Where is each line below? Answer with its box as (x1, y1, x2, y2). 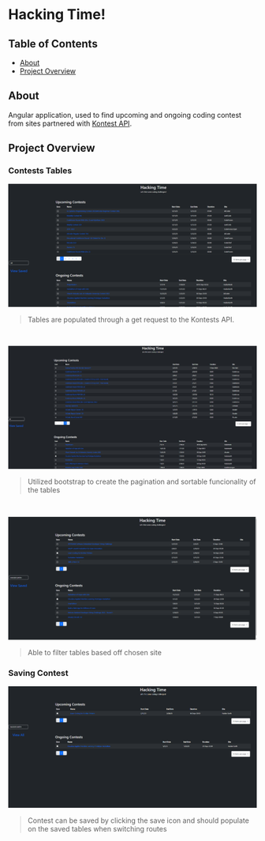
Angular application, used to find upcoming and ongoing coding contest (8, 110, 242, 119)
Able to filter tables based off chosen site (27, 648, 162, 658)
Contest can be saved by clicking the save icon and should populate (27, 816, 250, 825)
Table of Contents (8, 37, 99, 51)
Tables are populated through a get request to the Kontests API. (27, 315, 235, 324)
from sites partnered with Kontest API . (8, 119, 132, 128)
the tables (27, 485, 61, 495)
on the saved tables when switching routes (27, 824, 167, 833)
